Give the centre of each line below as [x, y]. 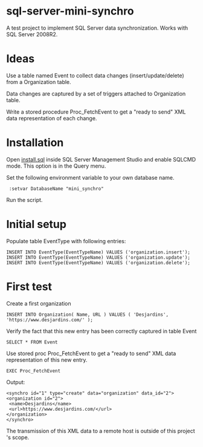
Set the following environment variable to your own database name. [90, 177]
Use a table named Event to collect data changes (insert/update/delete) [95, 75]
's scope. [18, 437]
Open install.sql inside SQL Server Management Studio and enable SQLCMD [101, 159]
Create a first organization [39, 303]
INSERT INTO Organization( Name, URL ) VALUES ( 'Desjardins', [88, 315]
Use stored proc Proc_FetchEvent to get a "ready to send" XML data [91, 353]
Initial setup [36, 224]
